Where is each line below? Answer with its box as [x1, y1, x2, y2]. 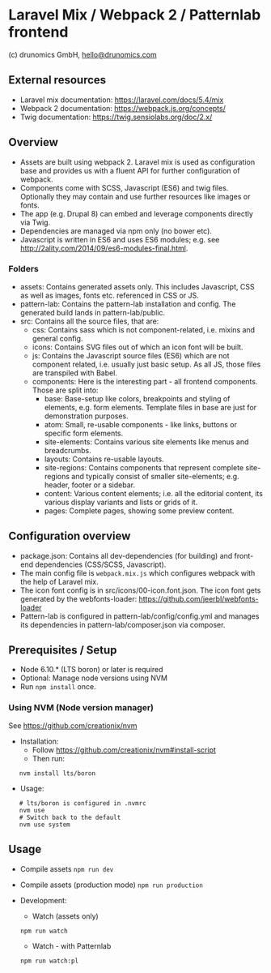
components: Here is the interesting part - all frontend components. [32, 376, 258, 386]
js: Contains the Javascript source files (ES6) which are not [32, 350, 230, 360]
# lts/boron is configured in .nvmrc [19, 799, 147, 808]
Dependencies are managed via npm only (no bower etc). [19, 225, 213, 236]
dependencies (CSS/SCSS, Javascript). [35, 559, 167, 569]
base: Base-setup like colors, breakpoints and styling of [44, 393, 231, 403]
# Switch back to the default [19, 813, 121, 821]
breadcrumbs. [44, 445, 91, 455]
